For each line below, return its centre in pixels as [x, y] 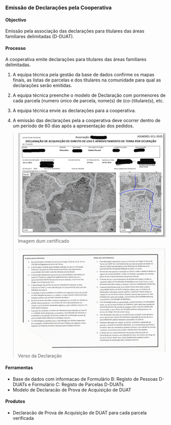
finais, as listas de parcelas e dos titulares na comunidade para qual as [87, 80]
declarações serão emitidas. [42, 86]
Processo [16, 48]
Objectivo [16, 20]
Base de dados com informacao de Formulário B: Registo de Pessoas [85, 379]
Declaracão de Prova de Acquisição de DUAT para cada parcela [80, 413]
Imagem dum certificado [44, 241]
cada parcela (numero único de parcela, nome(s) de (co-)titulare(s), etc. [88, 101]
